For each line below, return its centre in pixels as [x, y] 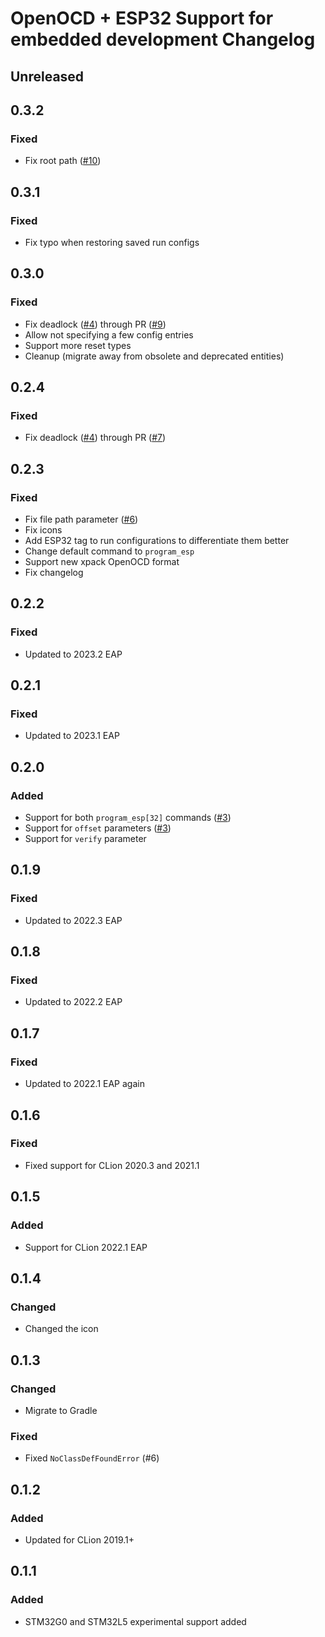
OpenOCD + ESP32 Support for [142, 18]
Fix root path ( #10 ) [63, 161]
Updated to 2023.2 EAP [73, 654]
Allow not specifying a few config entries [109, 334]
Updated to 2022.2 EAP [73, 1002]
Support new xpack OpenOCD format [102, 562]
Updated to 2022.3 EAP [73, 920]
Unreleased [47, 76]
